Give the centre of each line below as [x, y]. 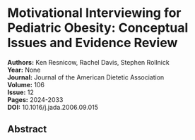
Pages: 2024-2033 [35, 99]
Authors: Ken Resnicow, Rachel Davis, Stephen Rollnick [88, 62]
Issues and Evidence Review [93, 43]
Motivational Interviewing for [94, 13]
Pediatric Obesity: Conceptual [98, 28]
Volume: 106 [26, 84]
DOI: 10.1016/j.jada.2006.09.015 [53, 107]
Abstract [27, 129]
